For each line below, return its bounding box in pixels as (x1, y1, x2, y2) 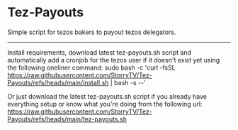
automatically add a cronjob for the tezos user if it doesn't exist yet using (7, 55, 220, 64)
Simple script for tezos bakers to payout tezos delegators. (7, 28, 176, 36)
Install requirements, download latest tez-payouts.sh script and (7, 48, 191, 57)
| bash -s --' (110, 78, 147, 87)
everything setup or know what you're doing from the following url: (7, 99, 203, 108)
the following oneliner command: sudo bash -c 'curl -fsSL (7, 63, 176, 72)
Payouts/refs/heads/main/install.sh (7, 78, 109, 87)
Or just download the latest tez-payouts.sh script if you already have (7, 92, 208, 100)
